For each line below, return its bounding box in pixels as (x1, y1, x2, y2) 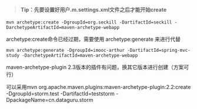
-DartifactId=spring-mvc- (127, 48, 191, 54)
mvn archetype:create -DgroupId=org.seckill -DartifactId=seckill (6, 19, 172, 25)
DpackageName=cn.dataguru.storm (6, 97, 94, 104)
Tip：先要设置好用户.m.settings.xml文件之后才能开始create (20, 6, 167, 13)
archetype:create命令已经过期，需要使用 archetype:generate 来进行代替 (6, 36, 181, 43)
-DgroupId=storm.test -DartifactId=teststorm (6, 90, 115, 97)
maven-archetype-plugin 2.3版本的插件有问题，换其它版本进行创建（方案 (6, 64, 184, 71)
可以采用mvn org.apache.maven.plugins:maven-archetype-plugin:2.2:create (6, 84, 191, 91)
